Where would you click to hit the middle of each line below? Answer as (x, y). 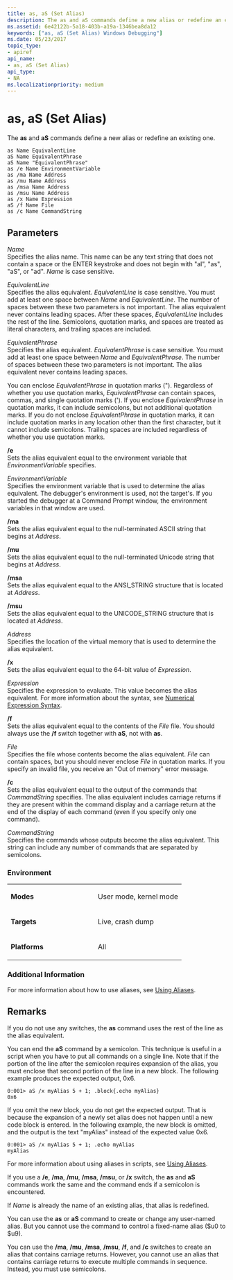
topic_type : (24, 46)
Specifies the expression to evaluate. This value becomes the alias (102, 690)
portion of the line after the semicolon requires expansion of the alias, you (113, 1064)
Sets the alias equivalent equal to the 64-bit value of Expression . (100, 669)
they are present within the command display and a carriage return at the (112, 804)
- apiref (20, 53)
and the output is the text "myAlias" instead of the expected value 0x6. (108, 1132)
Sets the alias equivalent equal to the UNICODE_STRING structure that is (110, 613)
